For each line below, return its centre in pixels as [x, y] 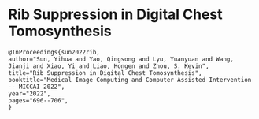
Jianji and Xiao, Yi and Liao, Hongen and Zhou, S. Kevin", [109, 66]
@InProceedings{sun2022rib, [54, 52]
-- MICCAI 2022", [37, 87]
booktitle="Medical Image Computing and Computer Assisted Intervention [130, 80]
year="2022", [30, 93]
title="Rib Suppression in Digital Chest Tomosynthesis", [105, 73]
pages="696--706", [38, 100]
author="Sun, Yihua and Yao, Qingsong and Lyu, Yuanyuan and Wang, [121, 59]
